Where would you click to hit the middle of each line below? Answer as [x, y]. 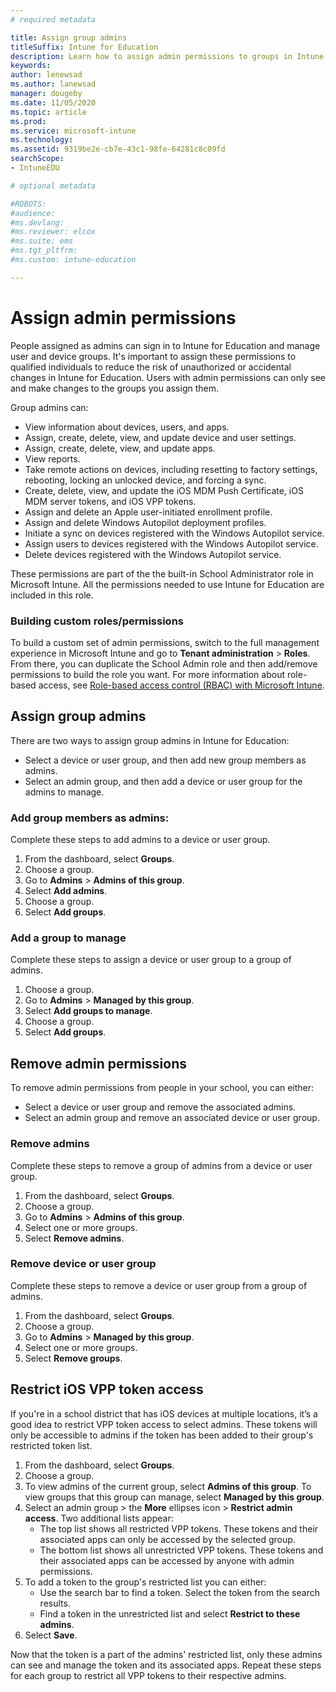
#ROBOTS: [28, 204]
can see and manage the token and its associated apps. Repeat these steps [166, 1665]
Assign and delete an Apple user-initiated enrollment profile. [148, 512]
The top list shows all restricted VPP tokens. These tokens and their [179, 1528]
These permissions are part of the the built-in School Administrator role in [162, 573]
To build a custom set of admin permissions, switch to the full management [165, 642]
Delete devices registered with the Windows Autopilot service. [153, 554]
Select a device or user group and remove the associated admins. [160, 1107]
